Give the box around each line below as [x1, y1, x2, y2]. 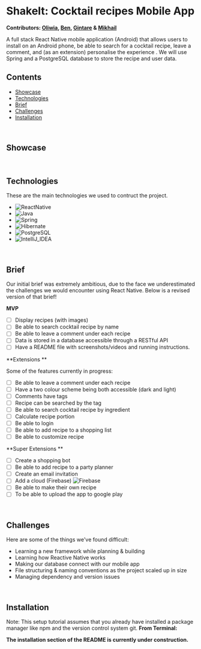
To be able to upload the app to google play [14, 491, 123, 498]
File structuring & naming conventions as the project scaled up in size [14, 567, 187, 574]
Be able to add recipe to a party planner [14, 463, 114, 471]
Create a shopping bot [14, 457, 71, 464]
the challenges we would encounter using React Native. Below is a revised [6, 287, 190, 294]
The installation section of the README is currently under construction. [6, 636, 189, 644]
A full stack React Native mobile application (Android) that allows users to [6, 35, 188, 43]
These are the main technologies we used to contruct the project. [6, 192, 168, 199]
